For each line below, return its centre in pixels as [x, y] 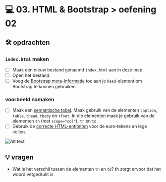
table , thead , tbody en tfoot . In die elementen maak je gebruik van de [83, 116]
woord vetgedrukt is [33, 175]
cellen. [19, 132]
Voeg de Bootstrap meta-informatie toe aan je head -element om [77, 81]
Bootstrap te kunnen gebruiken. [45, 87]
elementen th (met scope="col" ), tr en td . [55, 121]
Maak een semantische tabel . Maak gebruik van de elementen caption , [85, 110]
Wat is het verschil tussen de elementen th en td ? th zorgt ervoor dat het [86, 169]
